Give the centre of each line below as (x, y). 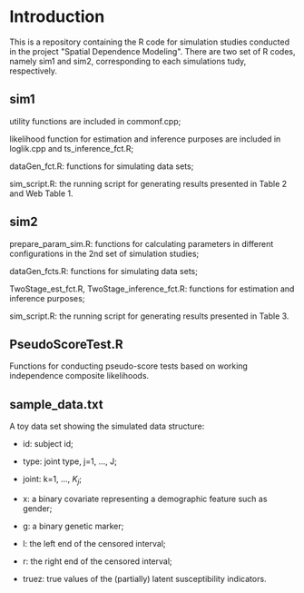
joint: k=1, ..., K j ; (52, 480)
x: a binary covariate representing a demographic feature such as (145, 499)
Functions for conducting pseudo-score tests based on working (128, 366)
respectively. (33, 71)
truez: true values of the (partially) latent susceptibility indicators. (144, 578)
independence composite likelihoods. (79, 376)
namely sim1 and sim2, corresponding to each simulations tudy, (128, 61)
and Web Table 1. (42, 193)
